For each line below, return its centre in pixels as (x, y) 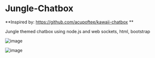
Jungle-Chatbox (39, 9)
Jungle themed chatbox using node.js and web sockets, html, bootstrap (78, 31)
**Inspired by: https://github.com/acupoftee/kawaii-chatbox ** (69, 22)
